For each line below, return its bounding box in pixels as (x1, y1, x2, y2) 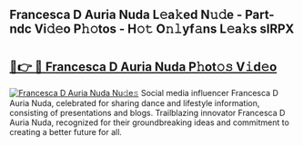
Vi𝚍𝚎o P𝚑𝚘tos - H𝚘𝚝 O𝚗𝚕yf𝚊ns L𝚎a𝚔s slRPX (34, 22, 295, 37)
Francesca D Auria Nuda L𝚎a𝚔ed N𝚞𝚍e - (9, 7, 243, 23)
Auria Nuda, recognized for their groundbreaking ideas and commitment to (9, 117, 289, 128)
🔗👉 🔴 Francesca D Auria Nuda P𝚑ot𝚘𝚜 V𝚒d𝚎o (9, 59, 278, 74)
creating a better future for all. (9, 127, 123, 137)
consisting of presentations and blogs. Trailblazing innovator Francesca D (9, 108, 286, 118)
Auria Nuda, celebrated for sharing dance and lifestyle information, (9, 98, 260, 108)
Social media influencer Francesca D (140, 88, 279, 98)
